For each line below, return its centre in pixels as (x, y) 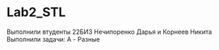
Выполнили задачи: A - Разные (53, 39)
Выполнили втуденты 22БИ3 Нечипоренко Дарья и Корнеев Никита (109, 32)
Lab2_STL (36, 12)
